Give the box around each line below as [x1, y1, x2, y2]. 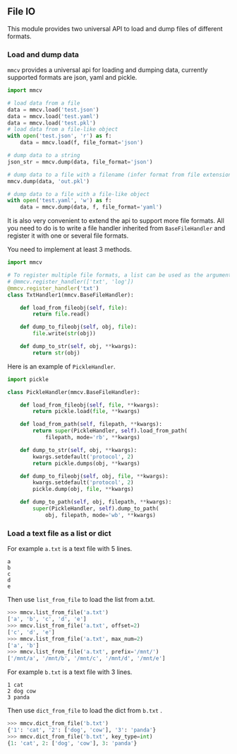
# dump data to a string [7, 152, 80, 159]
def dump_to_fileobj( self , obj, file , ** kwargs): [20, 472, 169, 480]
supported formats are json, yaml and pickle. [7, 74, 138, 82]
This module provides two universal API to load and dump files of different [7, 24, 224, 33]
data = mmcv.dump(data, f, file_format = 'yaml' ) [20, 204, 162, 211]
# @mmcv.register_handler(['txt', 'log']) [7, 278, 134, 285]
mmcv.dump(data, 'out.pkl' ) [7, 178, 90, 185]
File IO [7, 6, 36, 18]
